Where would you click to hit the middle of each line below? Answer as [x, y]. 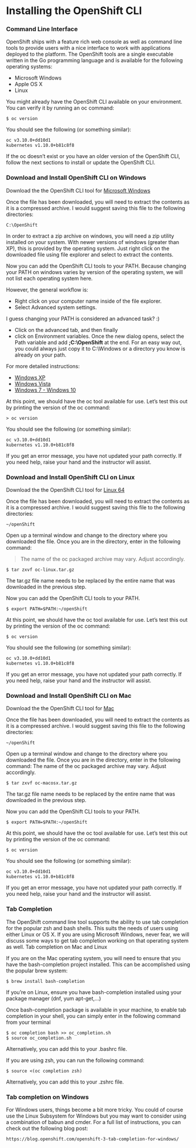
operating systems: [29, 67]
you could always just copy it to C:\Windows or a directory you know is [100, 348]
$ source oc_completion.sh [39, 1038]
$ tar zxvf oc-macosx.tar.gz [42, 783]
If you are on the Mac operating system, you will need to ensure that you [93, 958]
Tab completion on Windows [47, 1097]
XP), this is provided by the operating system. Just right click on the [88, 248]
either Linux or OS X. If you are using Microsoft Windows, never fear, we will [98, 934]
